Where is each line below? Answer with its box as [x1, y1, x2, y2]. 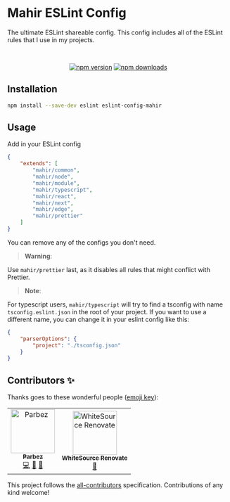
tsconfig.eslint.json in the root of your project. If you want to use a [7, 307, 207, 316]
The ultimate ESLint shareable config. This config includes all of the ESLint [7, 28, 223, 37]
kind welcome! [7, 489, 50, 497]
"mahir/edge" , [32, 206, 74, 213]
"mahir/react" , [32, 193, 77, 200]
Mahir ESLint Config [7, 5, 127, 21]
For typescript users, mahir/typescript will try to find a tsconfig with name [7, 300, 224, 309]
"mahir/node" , [32, 174, 74, 181]
